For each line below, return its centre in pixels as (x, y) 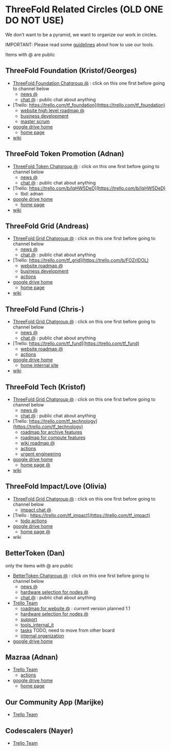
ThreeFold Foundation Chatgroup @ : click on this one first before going (89, 83)
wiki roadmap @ (37, 443)
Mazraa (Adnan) (32, 657)
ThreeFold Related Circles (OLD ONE (84, 10)
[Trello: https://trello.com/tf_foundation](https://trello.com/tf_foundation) (89, 105)
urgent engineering (41, 454)
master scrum (35, 121)
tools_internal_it (37, 625)
